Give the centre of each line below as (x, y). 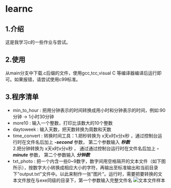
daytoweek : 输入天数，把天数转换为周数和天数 (62, 129)
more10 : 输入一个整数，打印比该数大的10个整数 (63, 123)
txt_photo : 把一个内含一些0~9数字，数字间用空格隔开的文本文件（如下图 (89, 161)
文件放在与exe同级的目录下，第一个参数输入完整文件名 (75, 180)
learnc (19, 9)
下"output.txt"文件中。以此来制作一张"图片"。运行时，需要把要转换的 (85, 174)
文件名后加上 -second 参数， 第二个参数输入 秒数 (78, 142)
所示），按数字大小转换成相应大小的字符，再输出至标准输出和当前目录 (85, 167)
